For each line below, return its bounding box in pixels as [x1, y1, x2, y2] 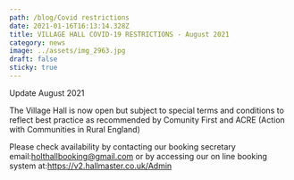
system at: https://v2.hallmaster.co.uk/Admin [9, 160, 172, 171]
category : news [9, 38, 66, 47]
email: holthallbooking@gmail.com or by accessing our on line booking [9, 150, 268, 161]
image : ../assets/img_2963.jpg [9, 47, 126, 56]
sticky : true [9, 64, 58, 73]
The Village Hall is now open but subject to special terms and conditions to [9, 105, 284, 116]
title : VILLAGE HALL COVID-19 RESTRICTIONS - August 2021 [9, 30, 230, 39]
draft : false [9, 55, 58, 64]
